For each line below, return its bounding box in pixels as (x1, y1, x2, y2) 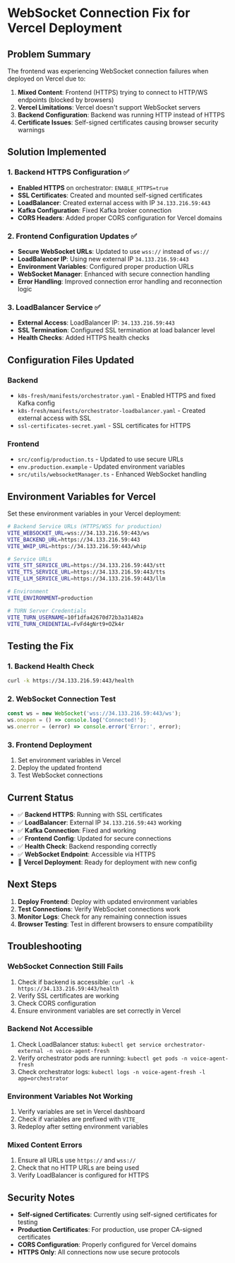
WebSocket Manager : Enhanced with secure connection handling (17, 269, 210, 278)
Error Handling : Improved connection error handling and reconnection (17, 277, 222, 286)
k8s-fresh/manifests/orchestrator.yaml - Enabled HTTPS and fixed (17, 391, 216, 400)
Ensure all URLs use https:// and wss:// (17, 1156, 136, 1165)
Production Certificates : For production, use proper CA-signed (17, 1226, 203, 1234)
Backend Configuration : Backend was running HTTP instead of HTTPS (17, 111, 225, 119)
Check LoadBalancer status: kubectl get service (17, 1040, 162, 1048)
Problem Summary (7, 48, 91, 60)
